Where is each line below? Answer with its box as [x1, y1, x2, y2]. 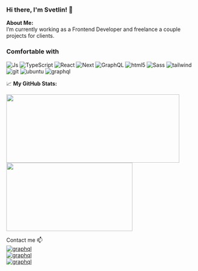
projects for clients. [6, 32, 54, 39]
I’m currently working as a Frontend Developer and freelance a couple [6, 26, 181, 33]
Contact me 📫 [6, 236, 43, 244]
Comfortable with [6, 47, 59, 56]
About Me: [6, 19, 34, 27]
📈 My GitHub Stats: [6, 80, 58, 87]
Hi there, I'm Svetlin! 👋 [6, 5, 73, 14]
